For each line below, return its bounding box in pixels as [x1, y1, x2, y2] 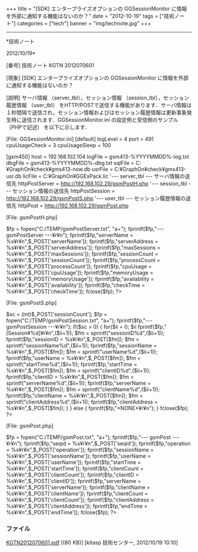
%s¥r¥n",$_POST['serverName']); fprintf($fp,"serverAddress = [6, 238, 159, 244]
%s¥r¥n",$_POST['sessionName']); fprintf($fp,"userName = [6, 452, 151, 460]
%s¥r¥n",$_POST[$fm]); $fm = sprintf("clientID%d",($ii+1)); [6, 367, 151, 374]
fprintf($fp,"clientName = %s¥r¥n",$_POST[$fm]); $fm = [6, 392, 143, 399]
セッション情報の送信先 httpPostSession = [12, 187, 115, 194]
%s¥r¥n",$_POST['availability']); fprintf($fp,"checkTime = [6, 282, 146, 289]
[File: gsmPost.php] [6, 422, 54, 429]
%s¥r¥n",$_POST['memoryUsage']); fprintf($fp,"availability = [6, 276, 154, 282]
